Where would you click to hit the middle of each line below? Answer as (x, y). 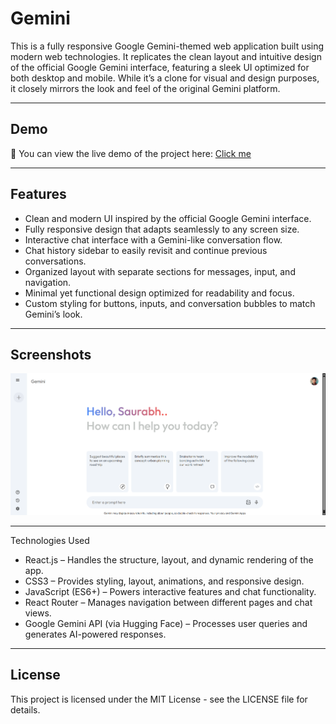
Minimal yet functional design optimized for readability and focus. (159, 293)
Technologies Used (50, 540)
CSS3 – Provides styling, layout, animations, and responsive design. (164, 581)
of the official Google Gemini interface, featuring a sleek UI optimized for (160, 67)
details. (25, 709)
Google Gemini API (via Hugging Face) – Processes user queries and (166, 623)
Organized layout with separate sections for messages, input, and (160, 271)
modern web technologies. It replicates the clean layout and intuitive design (166, 56)
